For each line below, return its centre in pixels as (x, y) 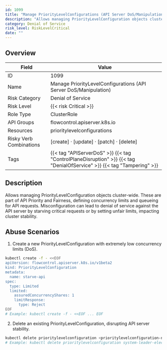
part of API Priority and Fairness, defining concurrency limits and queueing (82, 200)
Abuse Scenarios (32, 232)
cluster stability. (21, 216)
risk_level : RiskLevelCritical (38, 28)
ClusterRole (64, 114)
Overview (21, 53)
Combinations (24, 145)
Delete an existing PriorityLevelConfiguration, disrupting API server (81, 323)
